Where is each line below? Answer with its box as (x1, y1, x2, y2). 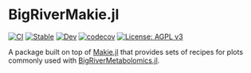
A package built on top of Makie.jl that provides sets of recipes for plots (8, 47, 244, 56)
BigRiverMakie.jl (8, 6, 120, 24)
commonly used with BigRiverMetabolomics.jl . (8, 56, 160, 65)
